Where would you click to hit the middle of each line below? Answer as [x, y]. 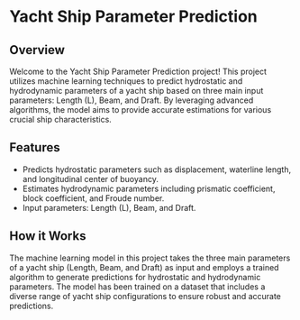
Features [35, 147]
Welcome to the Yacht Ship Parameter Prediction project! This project [138, 71]
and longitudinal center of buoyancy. [91, 178]
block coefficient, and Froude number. [93, 198]
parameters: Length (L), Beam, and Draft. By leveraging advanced [132, 100]
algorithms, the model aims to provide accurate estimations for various [141, 110]
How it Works [48, 236]
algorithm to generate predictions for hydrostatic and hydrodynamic [135, 277]
